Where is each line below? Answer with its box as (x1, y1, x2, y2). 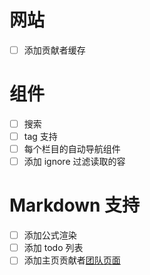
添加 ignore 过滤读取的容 (23, 156, 126, 168)
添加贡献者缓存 (23, 44, 86, 56)
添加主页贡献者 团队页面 (23, 254, 121, 266)
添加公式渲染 (23, 229, 77, 241)
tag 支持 (23, 131, 58, 142)
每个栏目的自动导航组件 (23, 143, 121, 155)
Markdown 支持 (9, 194, 141, 217)
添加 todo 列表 (23, 242, 84, 254)
